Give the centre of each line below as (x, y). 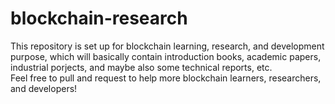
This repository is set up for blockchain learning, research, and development (167, 46)
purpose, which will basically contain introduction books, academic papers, (166, 56)
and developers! (44, 88)
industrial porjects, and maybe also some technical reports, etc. (141, 67)
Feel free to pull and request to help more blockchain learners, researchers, (166, 78)
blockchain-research (99, 18)
